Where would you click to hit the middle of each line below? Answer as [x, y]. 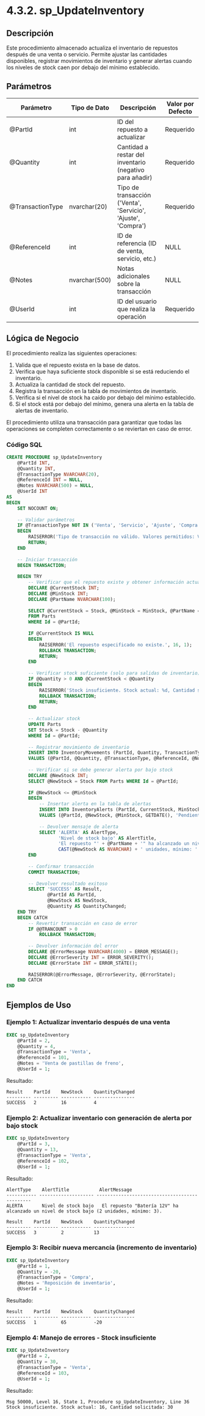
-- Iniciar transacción [48, 559]
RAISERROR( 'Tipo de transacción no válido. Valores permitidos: [112, 537]
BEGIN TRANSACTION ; [42, 565]
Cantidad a [132, 147]
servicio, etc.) [137, 259]
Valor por [180, 103]
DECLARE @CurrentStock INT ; [64, 588]
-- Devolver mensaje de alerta [79, 827]
